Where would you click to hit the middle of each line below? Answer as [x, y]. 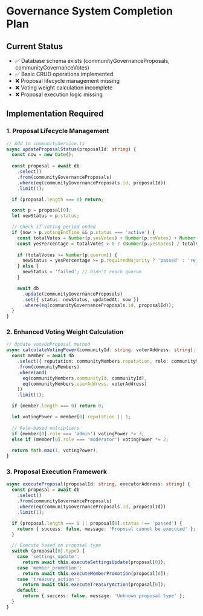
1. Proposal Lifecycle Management [58, 131]
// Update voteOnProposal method [48, 345]
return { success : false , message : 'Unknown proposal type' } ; [104, 596]
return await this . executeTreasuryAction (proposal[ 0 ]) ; [94, 585]
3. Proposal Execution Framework [57, 472]
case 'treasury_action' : [48, 579]
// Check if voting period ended [54, 227]
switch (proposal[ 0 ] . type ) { [48, 551]
